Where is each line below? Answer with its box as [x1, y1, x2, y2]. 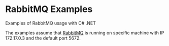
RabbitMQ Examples [5, 3, 93, 15]
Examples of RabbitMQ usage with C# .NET [5, 20, 96, 26]
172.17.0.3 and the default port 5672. [5, 35, 81, 41]
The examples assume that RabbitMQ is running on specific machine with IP [5, 29, 164, 35]
